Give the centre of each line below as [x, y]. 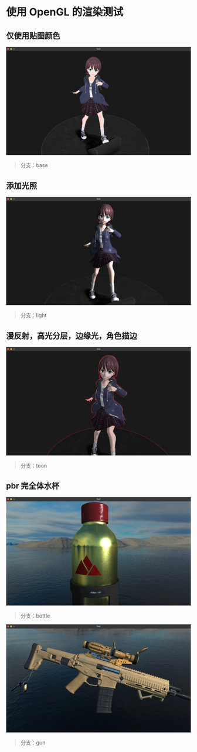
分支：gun [33, 743]
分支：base [34, 165]
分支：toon [34, 465]
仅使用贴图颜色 [33, 36]
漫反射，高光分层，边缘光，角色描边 [72, 336]
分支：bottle [35, 615]
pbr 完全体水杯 [33, 486]
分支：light [33, 315]
